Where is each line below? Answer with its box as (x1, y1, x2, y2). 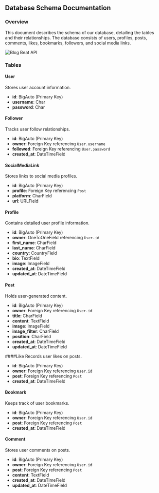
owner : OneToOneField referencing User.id (12, 235, 100, 241)
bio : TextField (12, 255, 40, 261)
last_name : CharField (12, 245, 56, 251)
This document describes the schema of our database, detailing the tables (5, 29, 154, 36)
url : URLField (12, 198, 39, 204)
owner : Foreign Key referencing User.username (12, 141, 106, 147)
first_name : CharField (12, 240, 57, 246)
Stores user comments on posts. (5, 447, 71, 453)
